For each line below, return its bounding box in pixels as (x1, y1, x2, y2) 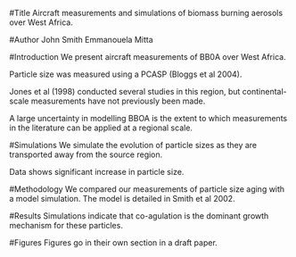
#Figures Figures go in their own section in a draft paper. (9, 237, 218, 248)
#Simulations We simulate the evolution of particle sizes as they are (9, 140, 258, 150)
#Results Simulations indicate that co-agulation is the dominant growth (9, 211, 269, 221)
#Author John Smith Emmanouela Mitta (9, 35, 153, 45)
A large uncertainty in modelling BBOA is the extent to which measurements (9, 113, 288, 123)
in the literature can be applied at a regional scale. (9, 122, 193, 133)
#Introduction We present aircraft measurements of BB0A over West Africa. (9, 52, 287, 62)
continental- (242, 87, 287, 96)
